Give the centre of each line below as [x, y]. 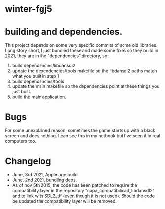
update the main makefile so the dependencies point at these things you [86, 86]
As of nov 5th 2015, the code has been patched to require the [75, 185]
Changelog [28, 161]
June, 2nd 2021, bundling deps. [44, 180]
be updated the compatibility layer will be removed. [64, 201]
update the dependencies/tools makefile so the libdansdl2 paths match [84, 71]
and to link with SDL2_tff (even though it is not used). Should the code [83, 196]
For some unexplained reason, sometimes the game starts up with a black [80, 131]
